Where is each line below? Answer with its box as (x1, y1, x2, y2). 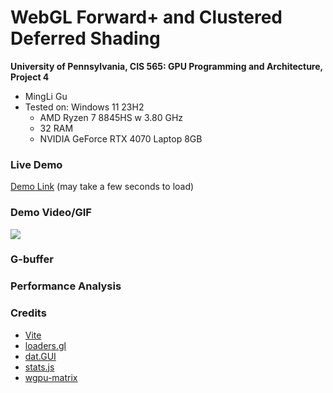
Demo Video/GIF (10, 206, 92, 220)
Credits (10, 306, 47, 320)
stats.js (24, 361, 55, 373)
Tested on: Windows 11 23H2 (24, 101, 145, 113)
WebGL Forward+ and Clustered (10, 6, 283, 29)
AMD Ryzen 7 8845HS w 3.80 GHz (39, 111, 184, 123)
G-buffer (10, 252, 54, 266)
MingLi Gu (24, 90, 68, 102)
